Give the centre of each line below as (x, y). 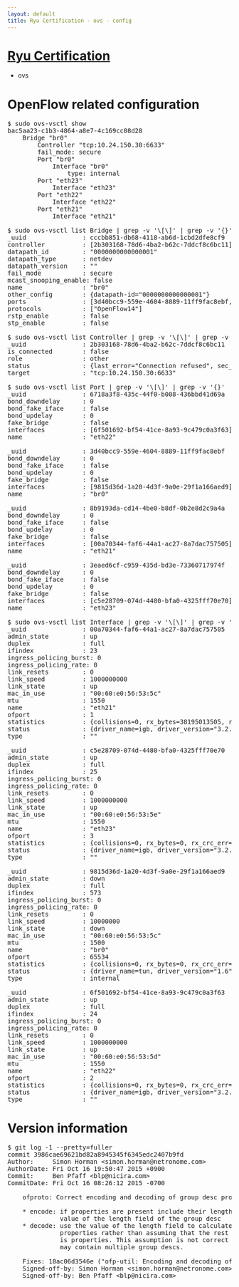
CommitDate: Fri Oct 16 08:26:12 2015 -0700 (86, 1183)
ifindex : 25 (53, 772)
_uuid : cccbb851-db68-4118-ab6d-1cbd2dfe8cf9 (116, 238)
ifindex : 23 (53, 651)
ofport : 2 (51, 1078)
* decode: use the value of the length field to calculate (127, 1226)
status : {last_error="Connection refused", (111, 366)
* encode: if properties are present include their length (127, 1212)
